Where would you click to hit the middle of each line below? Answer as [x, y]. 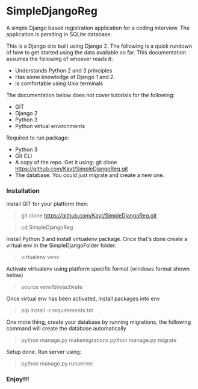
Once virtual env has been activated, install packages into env [83, 299]
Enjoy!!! [18, 379]
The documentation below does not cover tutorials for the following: [91, 95]
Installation [23, 190]
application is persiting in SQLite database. [59, 34]
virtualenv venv [40, 257]
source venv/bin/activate [52, 287]
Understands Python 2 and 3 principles [63, 70]
